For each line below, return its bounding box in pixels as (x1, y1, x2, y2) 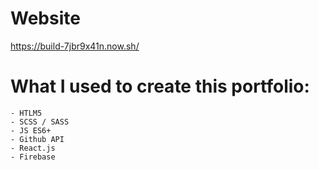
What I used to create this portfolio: (10, 75, 310, 98)
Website (10, 7, 81, 30)
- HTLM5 (10, 108, 43, 118)
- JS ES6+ (10, 125, 52, 136)
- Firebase (10, 152, 56, 162)
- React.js (10, 143, 56, 153)
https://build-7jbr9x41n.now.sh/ (10, 40, 140, 52)
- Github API (10, 134, 65, 144)
